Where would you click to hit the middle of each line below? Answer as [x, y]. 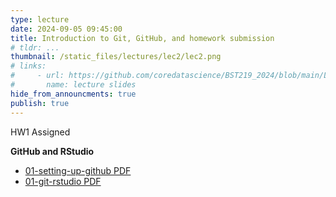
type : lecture [40, 19]
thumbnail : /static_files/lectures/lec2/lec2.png [116, 57]
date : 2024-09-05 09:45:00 [66, 29]
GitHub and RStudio [52, 151]
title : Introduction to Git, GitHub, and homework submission [142, 38]
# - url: [37, 76]
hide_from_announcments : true [73, 94]
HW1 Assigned [40, 132]
